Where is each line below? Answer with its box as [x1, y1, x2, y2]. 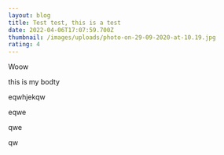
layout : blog [8, 11, 51, 20]
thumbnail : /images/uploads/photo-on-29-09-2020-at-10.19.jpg [8, 33, 216, 41]
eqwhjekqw [8, 92, 46, 102]
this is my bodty [8, 77, 61, 87]
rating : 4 [8, 41, 41, 49]
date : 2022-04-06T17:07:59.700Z [8, 26, 114, 34]
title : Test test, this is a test [8, 19, 122, 27]
